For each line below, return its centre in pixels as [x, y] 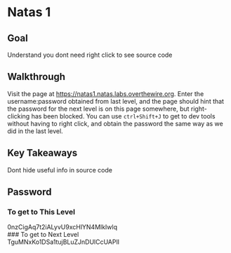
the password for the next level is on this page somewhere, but [98, 109]
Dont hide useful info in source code [60, 170]
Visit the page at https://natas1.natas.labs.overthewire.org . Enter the [106, 94]
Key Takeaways [42, 153]
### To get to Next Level [43, 235]
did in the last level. [35, 131]
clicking [19, 116]
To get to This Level [41, 212]
